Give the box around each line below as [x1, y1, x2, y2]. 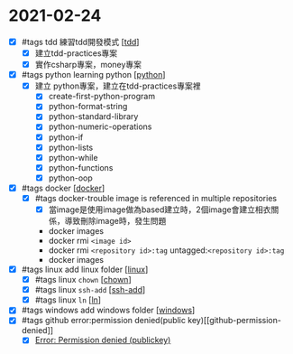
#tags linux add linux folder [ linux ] [21, 264, 149, 275]
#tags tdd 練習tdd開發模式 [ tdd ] [21, 36, 140, 47]
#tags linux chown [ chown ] [34, 275, 132, 285]
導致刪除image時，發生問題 [64, 216, 167, 226]
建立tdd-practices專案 [34, 48, 118, 59]
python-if [48, 132, 84, 143]
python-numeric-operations [48, 121, 152, 132]
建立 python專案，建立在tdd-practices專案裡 [34, 80, 201, 91]
